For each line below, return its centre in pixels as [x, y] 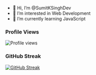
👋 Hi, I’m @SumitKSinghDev [42, 8]
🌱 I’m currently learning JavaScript [49, 19]
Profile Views [22, 32]
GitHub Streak [23, 56]
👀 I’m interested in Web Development [52, 13]
